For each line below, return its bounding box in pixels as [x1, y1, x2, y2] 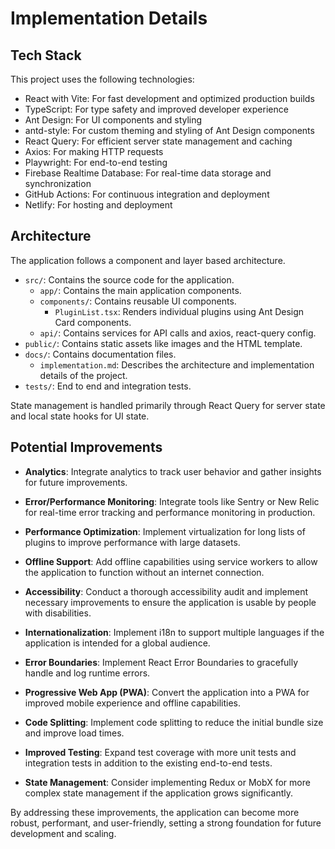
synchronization [24, 178, 92, 189]
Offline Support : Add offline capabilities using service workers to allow [24, 555, 318, 567]
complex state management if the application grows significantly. [24, 787, 294, 799]
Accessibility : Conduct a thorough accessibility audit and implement [24, 585, 309, 597]
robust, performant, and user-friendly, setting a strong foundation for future [10, 817, 322, 829]
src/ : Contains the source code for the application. [24, 273, 235, 286]
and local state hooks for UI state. [10, 410, 150, 422]
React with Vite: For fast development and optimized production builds [24, 93, 315, 104]
